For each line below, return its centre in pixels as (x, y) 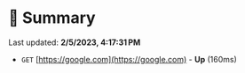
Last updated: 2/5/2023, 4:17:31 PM (75, 42)
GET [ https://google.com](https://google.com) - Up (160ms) (129, 59)
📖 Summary (52, 18)
